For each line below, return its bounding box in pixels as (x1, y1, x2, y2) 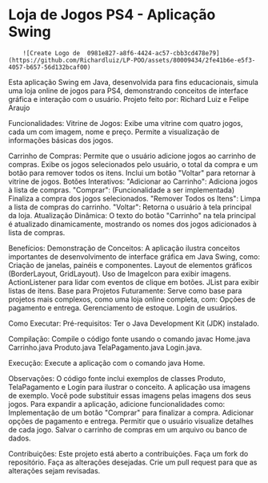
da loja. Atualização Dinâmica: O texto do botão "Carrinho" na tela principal (8, 210, 256, 220)
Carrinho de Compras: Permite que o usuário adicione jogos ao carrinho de (8, 151, 256, 160)
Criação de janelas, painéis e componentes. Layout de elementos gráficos (8, 260, 253, 270)
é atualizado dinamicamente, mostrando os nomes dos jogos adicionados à (8, 219, 258, 229)
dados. (8, 433, 31, 443)
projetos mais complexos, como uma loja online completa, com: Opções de (8, 294, 256, 304)
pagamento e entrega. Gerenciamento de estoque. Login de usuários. (8, 302, 238, 312)
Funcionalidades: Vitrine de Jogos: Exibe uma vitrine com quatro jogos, (8, 118, 243, 128)
